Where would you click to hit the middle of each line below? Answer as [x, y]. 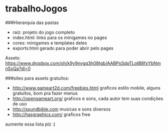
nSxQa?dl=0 [18, 68]
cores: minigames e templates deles [50, 42]
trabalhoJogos [36, 9]
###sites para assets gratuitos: [37, 78]
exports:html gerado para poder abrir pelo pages [63, 48]
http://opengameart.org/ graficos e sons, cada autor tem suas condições [88, 98]
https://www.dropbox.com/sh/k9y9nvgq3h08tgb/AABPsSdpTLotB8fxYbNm [83, 63]
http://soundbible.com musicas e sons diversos [61, 109]
